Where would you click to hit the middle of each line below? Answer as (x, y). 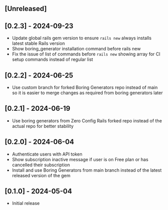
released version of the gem (41, 175)
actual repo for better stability (43, 126)
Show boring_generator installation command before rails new (76, 49)
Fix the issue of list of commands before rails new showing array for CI (86, 54)
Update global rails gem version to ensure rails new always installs (82, 38)
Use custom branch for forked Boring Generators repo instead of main (85, 88)
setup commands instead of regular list (53, 59)
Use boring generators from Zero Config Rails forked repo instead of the (87, 120)
